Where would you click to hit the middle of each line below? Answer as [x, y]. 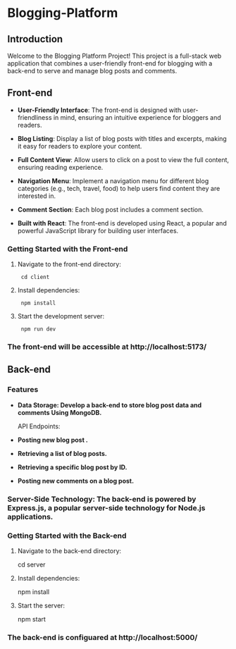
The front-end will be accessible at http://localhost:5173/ [107, 347]
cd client [35, 277]
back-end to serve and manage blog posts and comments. [92, 71]
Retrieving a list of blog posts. [62, 453]
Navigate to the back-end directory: [69, 550]
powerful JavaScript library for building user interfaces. [98, 230]
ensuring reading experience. [60, 167]
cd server [31, 564]
